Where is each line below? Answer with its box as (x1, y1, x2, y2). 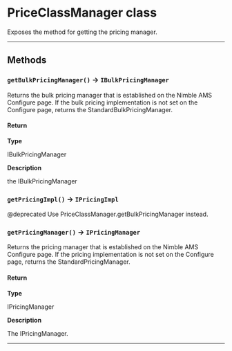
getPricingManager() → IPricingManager (7, 227, 141, 237)
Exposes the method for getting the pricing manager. (7, 28, 157, 36)
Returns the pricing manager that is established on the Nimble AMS (7, 243, 199, 251)
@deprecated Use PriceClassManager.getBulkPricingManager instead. (7, 210, 209, 219)
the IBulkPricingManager (7, 177, 77, 185)
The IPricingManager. (7, 329, 68, 337)
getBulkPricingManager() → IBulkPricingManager (7, 75, 169, 84)
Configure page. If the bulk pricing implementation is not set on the (7, 98, 198, 107)
